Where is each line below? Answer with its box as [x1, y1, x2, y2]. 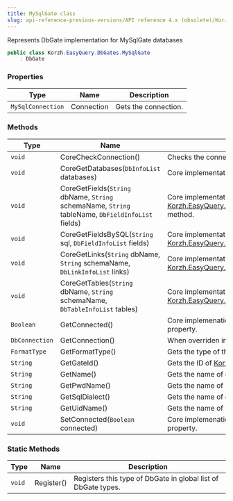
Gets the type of [167, 347, 221, 356]
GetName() [60, 369, 97, 379]
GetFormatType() [60, 347, 116, 356]
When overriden [167, 335, 220, 345]
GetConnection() [60, 335, 116, 345]
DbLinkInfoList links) [60, 267, 130, 277]
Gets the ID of [167, 358, 213, 368]
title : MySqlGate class [7, 10, 76, 17]
